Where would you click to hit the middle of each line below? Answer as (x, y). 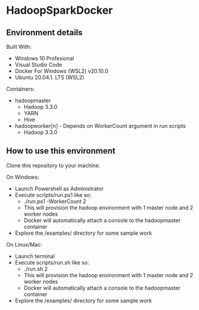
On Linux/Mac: (24, 244)
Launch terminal (35, 256)
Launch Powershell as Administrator (59, 188)
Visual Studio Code (39, 65)
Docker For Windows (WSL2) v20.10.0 (62, 71)
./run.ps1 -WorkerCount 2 (55, 201)
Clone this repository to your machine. (53, 165)
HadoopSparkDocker (59, 10)
